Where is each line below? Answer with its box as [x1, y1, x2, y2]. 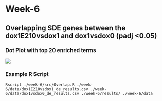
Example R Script [5, 70, 49, 78]
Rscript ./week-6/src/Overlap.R [5, 82, 75, 87]
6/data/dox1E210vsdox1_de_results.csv [5, 87, 88, 92]
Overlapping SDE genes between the [5, 23, 126, 32]
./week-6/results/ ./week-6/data [81, 91, 153, 96]
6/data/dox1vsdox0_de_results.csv [5, 91, 80, 96]
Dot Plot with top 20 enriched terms [5, 46, 96, 54]
